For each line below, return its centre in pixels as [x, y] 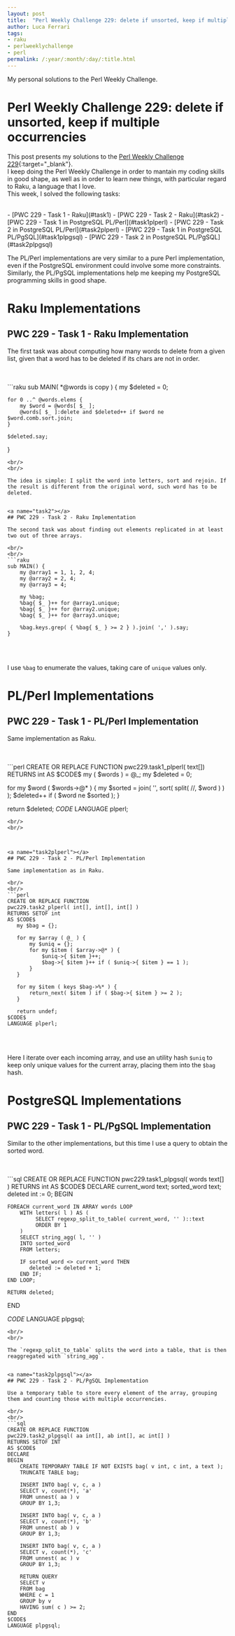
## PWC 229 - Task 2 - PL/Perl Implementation [76, 858]
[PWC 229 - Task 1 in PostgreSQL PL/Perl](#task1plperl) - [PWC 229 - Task [115, 222]
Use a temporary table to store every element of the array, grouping [112, 1393]
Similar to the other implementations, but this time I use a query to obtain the [117, 1143]
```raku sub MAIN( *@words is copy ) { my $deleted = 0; [88, 387]
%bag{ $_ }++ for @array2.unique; [70, 609]
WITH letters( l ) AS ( [55, 1213]
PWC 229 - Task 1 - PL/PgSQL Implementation [109, 1126]
